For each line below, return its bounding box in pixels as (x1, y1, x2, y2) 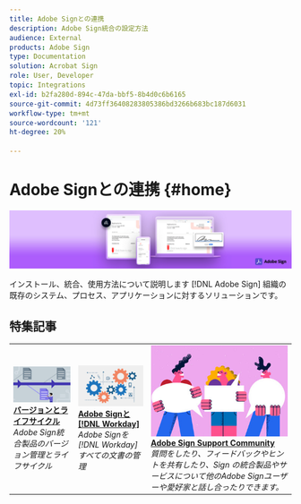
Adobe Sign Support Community (150, 437, 275, 448)
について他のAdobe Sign (174, 470, 264, 481)
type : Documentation (9, 52, 87, 62)
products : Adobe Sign (9, 43, 90, 52)
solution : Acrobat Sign (9, 62, 99, 71)
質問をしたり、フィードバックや (150, 448, 269, 458)
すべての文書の (77, 450, 133, 461)
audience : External (9, 33, 82, 42)
